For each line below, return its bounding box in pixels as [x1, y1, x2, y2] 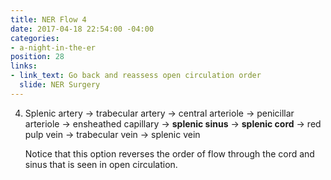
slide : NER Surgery [19, 80, 101, 90]
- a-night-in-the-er [10, 42, 97, 53]
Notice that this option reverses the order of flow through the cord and [24, 147, 315, 160]
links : [10, 61, 38, 71]
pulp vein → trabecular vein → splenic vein [24, 128, 201, 140]
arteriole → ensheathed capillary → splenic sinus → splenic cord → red [24, 117, 322, 130]
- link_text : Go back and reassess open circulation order [10, 71, 262, 81]
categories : [10, 33, 60, 43]
